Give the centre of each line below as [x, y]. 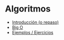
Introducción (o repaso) [35, 22]
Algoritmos [28, 9]
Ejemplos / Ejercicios [33, 32]
